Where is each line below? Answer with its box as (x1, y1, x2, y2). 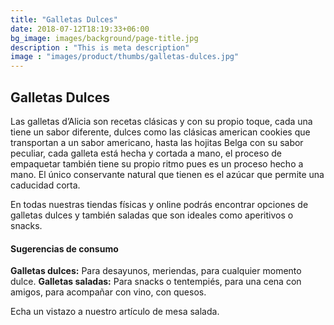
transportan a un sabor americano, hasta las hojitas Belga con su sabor (10, 136, 304, 148)
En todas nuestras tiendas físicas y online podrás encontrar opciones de (10, 198, 309, 210)
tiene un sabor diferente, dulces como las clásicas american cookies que (10, 126, 311, 138)
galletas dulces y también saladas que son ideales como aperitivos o (10, 209, 294, 221)
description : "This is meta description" (10, 42, 190, 53)
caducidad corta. (10, 179, 81, 191)
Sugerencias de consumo (10, 242, 119, 255)
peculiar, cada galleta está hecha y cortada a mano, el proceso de (10, 147, 282, 159)
